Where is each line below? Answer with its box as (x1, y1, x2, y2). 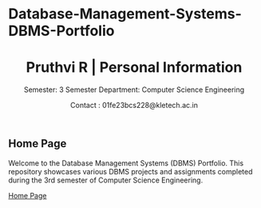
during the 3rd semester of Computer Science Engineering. (8, 175, 204, 185)
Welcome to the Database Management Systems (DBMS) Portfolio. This (8, 158, 244, 168)
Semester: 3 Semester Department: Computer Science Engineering (23, 85, 245, 94)
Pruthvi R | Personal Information (26, 58, 243, 77)
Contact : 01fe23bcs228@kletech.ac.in (70, 101, 198, 110)
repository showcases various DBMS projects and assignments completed (8, 166, 253, 176)
